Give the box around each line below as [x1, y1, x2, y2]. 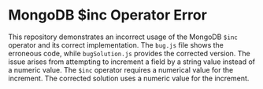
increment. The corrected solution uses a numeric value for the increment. [8, 73, 250, 83]
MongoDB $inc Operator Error [8, 6, 207, 24]
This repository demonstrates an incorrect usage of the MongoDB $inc [8, 32, 238, 41]
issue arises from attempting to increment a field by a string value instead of [8, 57, 256, 66]
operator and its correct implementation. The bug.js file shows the [8, 40, 224, 49]
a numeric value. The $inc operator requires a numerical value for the [8, 65, 234, 74]
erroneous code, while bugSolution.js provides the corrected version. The [8, 48, 250, 58]
